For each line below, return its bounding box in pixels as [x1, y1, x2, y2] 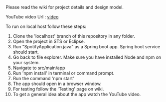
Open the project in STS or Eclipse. [12, 38, 85, 44]
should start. [12, 49, 39, 55]
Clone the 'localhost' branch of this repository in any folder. [12, 33, 135, 39]
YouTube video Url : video [5, 14, 59, 19]
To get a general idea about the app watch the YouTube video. [12, 92, 141, 97]
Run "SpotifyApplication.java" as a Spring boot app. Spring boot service [12, 44, 161, 49]
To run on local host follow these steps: [5, 23, 87, 29]
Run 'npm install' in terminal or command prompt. [12, 70, 115, 76]
